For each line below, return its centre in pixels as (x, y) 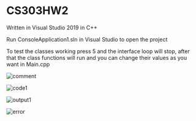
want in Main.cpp (28, 64)
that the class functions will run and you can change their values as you (97, 57)
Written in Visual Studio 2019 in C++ (52, 28)
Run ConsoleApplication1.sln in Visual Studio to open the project (87, 39)
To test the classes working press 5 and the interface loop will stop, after (98, 51)
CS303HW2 (37, 11)
